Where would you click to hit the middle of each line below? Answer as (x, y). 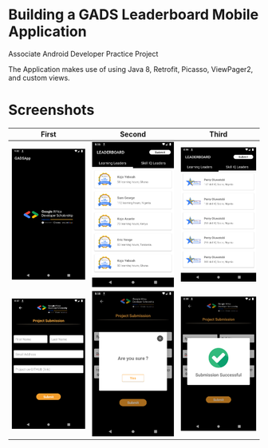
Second (132, 134)
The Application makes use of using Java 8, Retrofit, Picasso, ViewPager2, (131, 69)
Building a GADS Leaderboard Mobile (134, 15)
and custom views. (39, 77)
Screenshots (51, 110)
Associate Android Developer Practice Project (83, 54)
